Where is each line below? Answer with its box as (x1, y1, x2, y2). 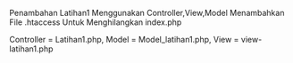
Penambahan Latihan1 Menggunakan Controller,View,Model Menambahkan (9, 8, 285, 18)
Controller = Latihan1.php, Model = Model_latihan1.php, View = (9, 35, 239, 44)
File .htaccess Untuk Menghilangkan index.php (9, 17, 182, 28)
